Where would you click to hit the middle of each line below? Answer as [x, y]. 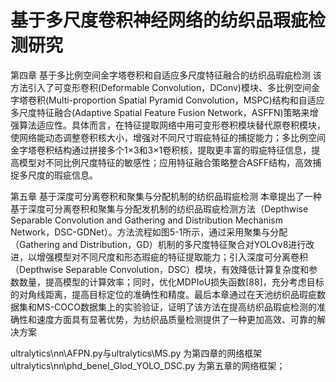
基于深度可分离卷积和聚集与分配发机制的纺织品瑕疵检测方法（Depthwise [159, 208]
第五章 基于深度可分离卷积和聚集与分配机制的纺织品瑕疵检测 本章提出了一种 [166, 196]
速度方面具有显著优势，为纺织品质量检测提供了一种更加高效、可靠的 [176, 319]
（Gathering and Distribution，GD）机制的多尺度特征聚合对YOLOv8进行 [158, 244]
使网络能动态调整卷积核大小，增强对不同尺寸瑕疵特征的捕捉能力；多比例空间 [168, 137]
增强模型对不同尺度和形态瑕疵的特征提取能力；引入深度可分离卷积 [172, 257]
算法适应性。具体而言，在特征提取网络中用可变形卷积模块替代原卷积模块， [172, 125]
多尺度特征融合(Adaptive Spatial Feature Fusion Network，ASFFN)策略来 [160, 112]
